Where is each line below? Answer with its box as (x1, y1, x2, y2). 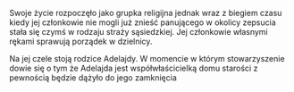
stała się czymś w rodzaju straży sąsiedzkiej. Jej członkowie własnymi (9, 27, 268, 37)
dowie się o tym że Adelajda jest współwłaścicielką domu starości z (9, 63, 258, 73)
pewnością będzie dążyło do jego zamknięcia (9, 72, 177, 83)
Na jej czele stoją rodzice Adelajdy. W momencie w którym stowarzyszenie (9, 54, 285, 63)
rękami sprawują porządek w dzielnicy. (9, 36, 153, 46)
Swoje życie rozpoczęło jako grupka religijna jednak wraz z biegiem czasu (9, 8, 282, 18)
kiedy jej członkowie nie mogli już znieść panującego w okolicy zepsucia (9, 17, 277, 28)
